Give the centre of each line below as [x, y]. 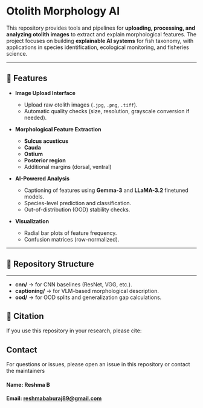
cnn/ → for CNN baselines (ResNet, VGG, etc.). [73, 284]
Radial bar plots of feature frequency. [70, 233]
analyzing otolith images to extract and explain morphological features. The [101, 34]
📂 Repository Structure [50, 264]
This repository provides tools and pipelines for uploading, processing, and [101, 28]
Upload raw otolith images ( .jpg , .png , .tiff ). [81, 105]
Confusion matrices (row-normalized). [72, 239]
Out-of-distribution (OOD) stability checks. [77, 209]
